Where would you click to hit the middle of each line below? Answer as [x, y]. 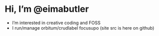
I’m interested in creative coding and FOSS [56, 23]
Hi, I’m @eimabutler [47, 9]
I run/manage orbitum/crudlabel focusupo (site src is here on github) [83, 28]
